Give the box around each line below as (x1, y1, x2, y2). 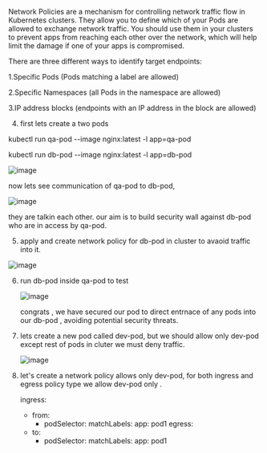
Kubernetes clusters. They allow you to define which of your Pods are (8, 15, 239, 25)
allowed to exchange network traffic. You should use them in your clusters (8, 24, 254, 33)
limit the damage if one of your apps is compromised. (8, 41, 184, 51)
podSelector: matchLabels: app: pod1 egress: (43, 419, 194, 428)
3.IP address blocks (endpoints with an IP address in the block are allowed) (8, 104, 257, 112)
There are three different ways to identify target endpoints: (8, 56, 203, 66)
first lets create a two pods (19, 119, 109, 128)
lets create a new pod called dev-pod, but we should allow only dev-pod (19, 331, 259, 341)
